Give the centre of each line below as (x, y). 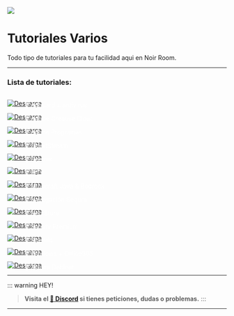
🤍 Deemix (38, 159)
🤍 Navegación (45, 200)
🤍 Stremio (39, 240)
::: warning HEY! (30, 285)
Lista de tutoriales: (39, 82)
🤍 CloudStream (46, 145)
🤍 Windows (41, 253)
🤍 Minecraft (41, 186)
